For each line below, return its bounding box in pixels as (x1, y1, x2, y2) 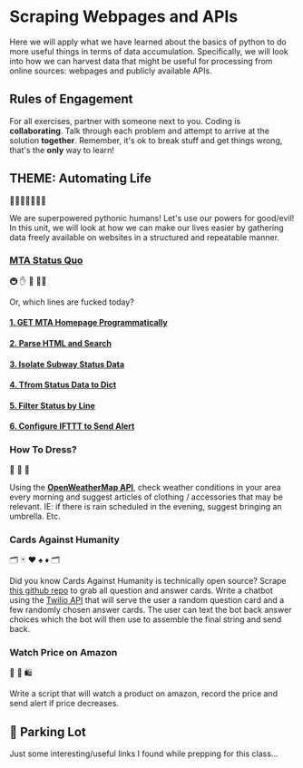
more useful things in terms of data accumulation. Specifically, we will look (9, 45, 288, 56)
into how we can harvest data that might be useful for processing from (9, 55, 273, 66)
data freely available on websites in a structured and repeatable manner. (9, 231, 279, 242)
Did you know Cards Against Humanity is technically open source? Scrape (9, 576, 287, 587)
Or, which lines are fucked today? (9, 297, 134, 307)
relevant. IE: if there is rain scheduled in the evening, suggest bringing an (9, 501, 283, 511)
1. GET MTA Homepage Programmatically (9, 317, 168, 328)
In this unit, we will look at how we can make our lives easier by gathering (9, 222, 284, 233)
